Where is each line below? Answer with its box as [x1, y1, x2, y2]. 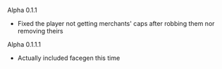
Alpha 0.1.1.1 [7, 40, 41, 48]
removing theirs [17, 27, 63, 35]
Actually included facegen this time [17, 54, 121, 62]
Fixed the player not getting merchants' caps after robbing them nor [17, 20, 215, 27]
